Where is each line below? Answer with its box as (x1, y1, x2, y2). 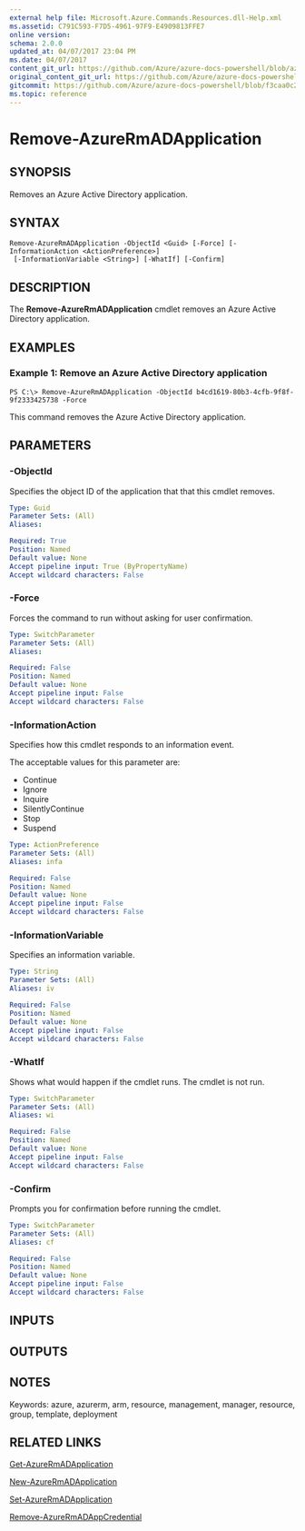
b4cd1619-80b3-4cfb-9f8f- (196, 387, 295, 396)
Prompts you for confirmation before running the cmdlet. (9, 1203, 221, 1214)
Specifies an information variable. (9, 949, 135, 960)
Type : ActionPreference (9, 840, 100, 850)
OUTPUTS (9, 1344, 68, 1359)
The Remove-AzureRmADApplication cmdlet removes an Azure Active (9, 303, 277, 314)
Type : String (9, 967, 59, 977)
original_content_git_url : (9, 73, 112, 82)
